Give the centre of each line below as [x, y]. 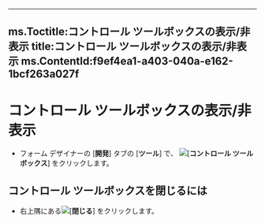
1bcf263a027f [44, 74]
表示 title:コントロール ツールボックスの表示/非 [122, 47]
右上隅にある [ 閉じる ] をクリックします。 [89, 211]
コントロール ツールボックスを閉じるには [108, 190]
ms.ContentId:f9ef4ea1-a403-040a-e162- [127, 61]
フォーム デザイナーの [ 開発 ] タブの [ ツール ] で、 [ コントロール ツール [136, 154]
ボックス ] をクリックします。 [67, 163]
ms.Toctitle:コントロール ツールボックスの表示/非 [129, 32]
